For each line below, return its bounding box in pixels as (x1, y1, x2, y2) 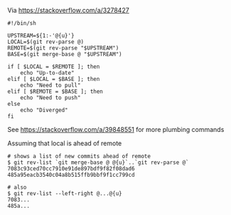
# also (7, 184, 27, 191)
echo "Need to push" (20, 94, 81, 101)
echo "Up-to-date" (20, 70, 75, 77)
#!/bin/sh (7, 20, 37, 27)
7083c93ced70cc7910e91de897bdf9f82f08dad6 (7, 165, 135, 172)
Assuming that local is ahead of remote (7, 139, 122, 148)
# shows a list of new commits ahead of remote (7, 153, 151, 160)
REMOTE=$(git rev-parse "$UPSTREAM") (7, 45, 119, 52)
